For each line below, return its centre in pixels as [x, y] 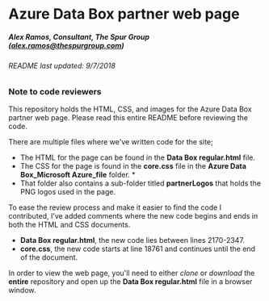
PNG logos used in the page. [68, 192]
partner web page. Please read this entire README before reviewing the [128, 118]
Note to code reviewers [55, 91]
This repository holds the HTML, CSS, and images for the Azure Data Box [130, 109]
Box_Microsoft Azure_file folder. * [78, 175]
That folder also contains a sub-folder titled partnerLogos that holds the [140, 183]
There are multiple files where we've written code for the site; [111, 142]
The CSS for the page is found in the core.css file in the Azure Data [133, 166]
